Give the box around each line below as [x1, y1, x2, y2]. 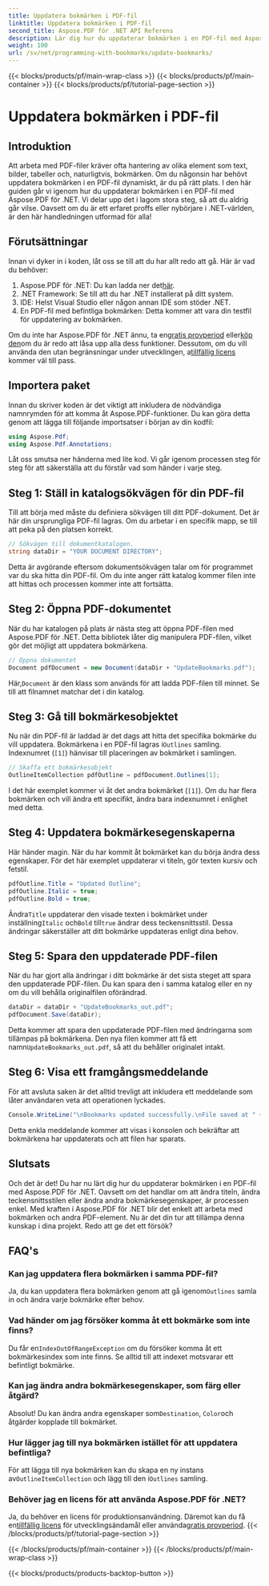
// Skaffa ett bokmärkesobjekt [8, 763, 113, 772]
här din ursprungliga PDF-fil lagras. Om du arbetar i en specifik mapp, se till [8, 516, 258, 526]
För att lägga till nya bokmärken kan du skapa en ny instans [8, 1465, 204, 1475]
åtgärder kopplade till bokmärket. [8, 1417, 118, 1426]
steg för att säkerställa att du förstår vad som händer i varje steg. [8, 463, 223, 473]
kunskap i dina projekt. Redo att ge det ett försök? [8, 1220, 173, 1231]
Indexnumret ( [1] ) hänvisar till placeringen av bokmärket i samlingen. [8, 748, 237, 758]
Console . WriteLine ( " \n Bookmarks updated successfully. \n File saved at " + [8, 1111, 263, 1119]
